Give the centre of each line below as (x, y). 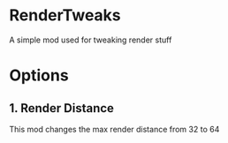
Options (39, 75)
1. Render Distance (62, 108)
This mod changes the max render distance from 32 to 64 (114, 129)
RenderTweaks (65, 15)
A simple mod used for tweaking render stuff (91, 40)
